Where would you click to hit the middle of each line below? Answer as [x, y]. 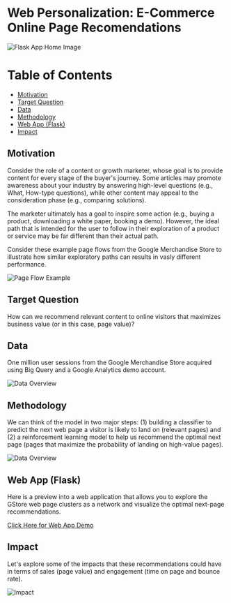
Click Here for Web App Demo [50, 525]
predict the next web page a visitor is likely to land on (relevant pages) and [114, 430]
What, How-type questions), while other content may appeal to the [103, 193]
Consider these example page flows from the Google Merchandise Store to [115, 249]
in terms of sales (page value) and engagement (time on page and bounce [114, 571]
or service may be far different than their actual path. [83, 236]
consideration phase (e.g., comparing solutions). [77, 200]
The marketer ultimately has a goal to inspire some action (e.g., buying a [111, 214]
